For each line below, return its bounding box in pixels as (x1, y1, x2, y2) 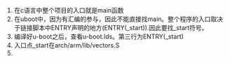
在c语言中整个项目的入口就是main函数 (13, 6, 124, 14)
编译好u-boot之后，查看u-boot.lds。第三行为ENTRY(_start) (13, 32, 184, 41)
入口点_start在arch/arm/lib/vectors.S (13, 41, 120, 49)
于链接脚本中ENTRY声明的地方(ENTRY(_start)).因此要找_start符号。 (13, 24, 208, 31)
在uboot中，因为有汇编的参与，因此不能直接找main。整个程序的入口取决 (13, 15, 223, 23)
